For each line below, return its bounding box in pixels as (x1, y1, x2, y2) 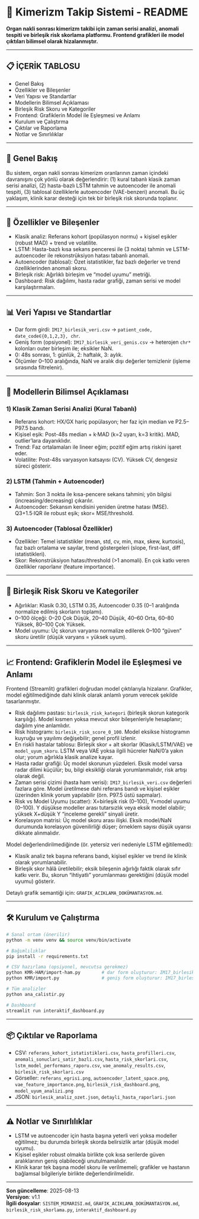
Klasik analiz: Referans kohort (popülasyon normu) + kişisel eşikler (14, 233, 178, 240)
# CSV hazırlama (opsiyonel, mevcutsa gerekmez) (6, 964, 129, 970)
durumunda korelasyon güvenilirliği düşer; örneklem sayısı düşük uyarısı (14, 823, 191, 831)
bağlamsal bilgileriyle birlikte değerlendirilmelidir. (14, 1170, 134, 1177)
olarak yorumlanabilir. (14, 859, 68, 866)
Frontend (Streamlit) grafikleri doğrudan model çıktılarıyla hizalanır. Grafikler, (6, 685, 192, 692)
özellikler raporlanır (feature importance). (14, 563, 115, 571)
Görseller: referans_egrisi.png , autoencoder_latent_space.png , (14, 1074, 170, 1082)
